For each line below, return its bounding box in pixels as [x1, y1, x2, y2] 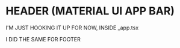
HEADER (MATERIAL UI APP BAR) [5, 4, 175, 18]
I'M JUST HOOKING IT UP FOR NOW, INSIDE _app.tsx [5, 24, 139, 31]
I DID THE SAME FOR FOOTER [5, 35, 81, 43]
